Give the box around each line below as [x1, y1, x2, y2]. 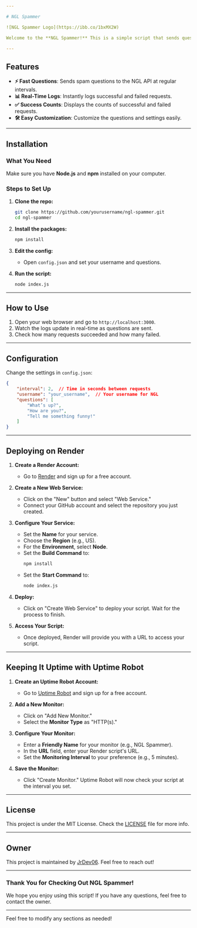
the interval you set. [23, 783, 72, 790]
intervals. [14, 86, 38, 93]
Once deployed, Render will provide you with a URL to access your [23, 634, 185, 641]
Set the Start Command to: [23, 571, 90, 578]
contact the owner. [6, 898, 52, 905]
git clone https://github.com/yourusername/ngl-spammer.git [14, 209, 165, 215]
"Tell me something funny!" [27, 413, 96, 419]
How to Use [6, 303, 49, 313]
